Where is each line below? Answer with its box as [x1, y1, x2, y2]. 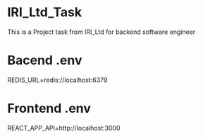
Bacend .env [7, 52, 82, 68]
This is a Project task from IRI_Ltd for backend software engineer [7, 28, 196, 36]
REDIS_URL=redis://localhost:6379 [7, 75, 108, 84]
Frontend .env [7, 100, 92, 116]
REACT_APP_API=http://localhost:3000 [7, 123, 121, 132]
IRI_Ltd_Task [7, 4, 82, 20]
